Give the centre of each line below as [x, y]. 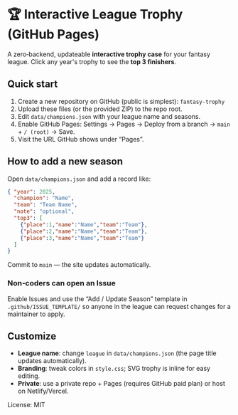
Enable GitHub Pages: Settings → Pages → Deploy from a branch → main [124, 124]
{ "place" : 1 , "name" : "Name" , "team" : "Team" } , [84, 225]
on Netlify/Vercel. [43, 391]
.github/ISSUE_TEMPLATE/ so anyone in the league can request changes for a [119, 306]
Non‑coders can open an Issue [61, 283]
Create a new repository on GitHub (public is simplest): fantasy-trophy [121, 101]
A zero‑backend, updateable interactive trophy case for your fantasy [109, 54]
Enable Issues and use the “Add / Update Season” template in [97, 299]
